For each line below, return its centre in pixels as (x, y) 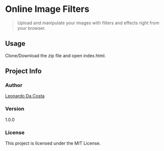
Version (15, 109)
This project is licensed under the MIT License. (53, 143)
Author (14, 85)
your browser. (31, 28)
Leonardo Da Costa (25, 96)
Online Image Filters (47, 9)
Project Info (24, 71)
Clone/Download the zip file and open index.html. (55, 55)
